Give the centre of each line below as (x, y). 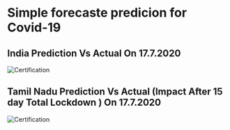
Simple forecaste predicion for (97, 13)
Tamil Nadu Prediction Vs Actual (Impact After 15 (115, 92)
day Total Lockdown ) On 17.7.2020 (84, 103)
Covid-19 (34, 27)
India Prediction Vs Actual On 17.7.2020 (94, 53)
